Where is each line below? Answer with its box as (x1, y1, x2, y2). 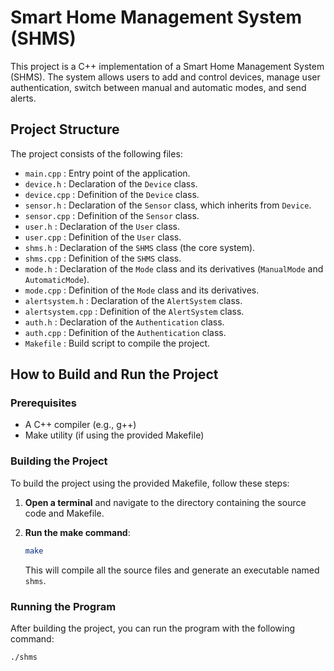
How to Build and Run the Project (10, 366, 219, 383)
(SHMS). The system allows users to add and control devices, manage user (10, 71, 321, 83)
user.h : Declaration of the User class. (24, 220, 180, 232)
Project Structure (10, 121, 120, 138)
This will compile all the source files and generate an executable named (24, 564, 320, 576)
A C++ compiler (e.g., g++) (24, 419, 137, 431)
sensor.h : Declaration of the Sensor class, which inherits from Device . (24, 199, 312, 211)
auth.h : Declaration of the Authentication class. (24, 316, 225, 328)
